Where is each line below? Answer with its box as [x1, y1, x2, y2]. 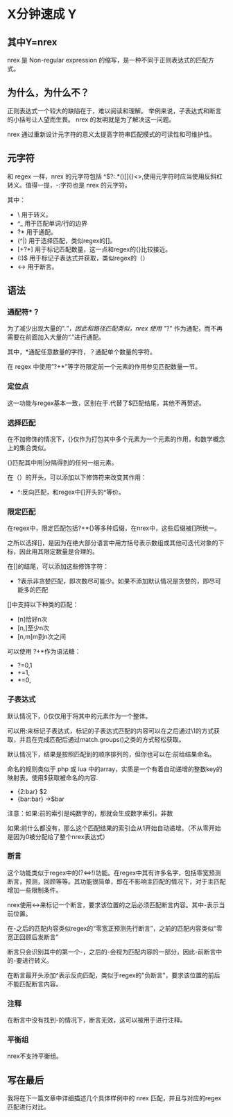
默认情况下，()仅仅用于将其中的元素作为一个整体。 [7, 711, 152, 720]
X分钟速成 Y [7, 6, 77, 22]
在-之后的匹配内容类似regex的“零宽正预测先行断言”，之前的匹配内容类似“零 [7, 924, 223, 932]
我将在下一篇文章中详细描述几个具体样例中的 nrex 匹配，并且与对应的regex [7, 1094, 222, 1102]
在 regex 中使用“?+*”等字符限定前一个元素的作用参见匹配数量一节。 [7, 363, 201, 371]
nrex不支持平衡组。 [7, 1052, 62, 1060]
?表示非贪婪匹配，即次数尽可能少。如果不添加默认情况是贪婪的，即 [17, 577, 209, 586]
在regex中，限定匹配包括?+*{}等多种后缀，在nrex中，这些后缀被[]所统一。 [7, 524, 221, 532]
